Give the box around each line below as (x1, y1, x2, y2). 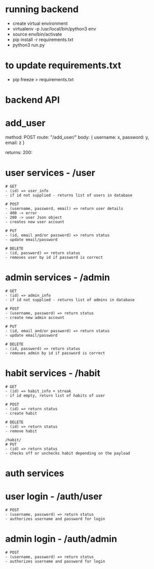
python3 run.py (12, 42, 45, 48)
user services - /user (5, 167, 95, 179)
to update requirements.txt (5, 60, 122, 72)
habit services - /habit (5, 368, 100, 379)
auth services (5, 468, 64, 479)
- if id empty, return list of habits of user (5, 393, 105, 398)
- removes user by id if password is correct (5, 255, 103, 260)
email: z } (5, 139, 25, 146)
